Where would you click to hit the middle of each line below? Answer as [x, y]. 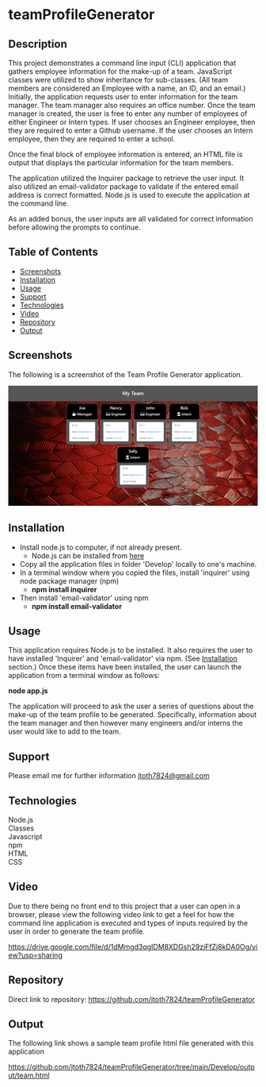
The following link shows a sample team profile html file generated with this [131, 1043]
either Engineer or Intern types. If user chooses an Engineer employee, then [132, 122]
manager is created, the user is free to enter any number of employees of [128, 114]
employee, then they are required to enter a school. [92, 139]
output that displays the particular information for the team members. [121, 163]
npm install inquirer [64, 589]
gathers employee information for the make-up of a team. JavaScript [120, 71]
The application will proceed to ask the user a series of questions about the [131, 706]
